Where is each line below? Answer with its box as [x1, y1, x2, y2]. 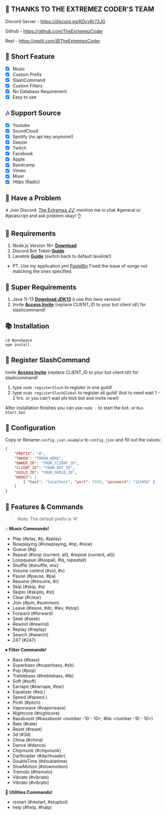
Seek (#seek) [12, 616, 40, 622]
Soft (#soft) [12, 678, 36, 684]
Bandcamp [12, 162, 35, 168]
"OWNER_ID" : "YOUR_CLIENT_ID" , [14, 460, 79, 465]
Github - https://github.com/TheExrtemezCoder [5, 28, 103, 34]
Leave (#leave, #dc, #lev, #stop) [12, 605, 79, 611]
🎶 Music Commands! [5, 525, 49, 531]
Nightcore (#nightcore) [12, 710, 60, 716]
